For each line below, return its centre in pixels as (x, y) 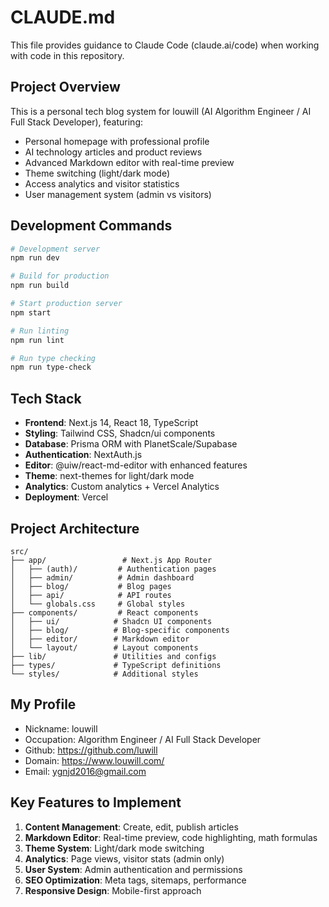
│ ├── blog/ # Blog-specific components (120, 630)
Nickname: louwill (61, 728)
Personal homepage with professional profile (117, 141)
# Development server (55, 249)
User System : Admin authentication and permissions (133, 869)
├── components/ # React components (104, 612)
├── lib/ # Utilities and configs (113, 656)
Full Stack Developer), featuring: (76, 122)
